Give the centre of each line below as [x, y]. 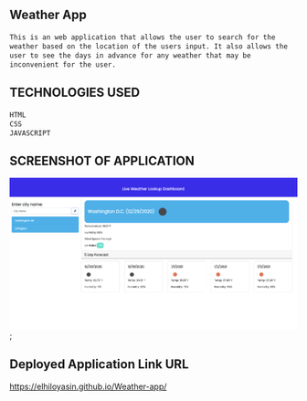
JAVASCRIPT [30, 133]
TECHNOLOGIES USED [74, 93]
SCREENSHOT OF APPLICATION [102, 161]
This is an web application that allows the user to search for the [143, 37]
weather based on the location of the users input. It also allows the [148, 46]
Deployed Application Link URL [99, 364]
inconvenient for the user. [63, 64]
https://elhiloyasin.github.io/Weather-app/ [88, 386]
